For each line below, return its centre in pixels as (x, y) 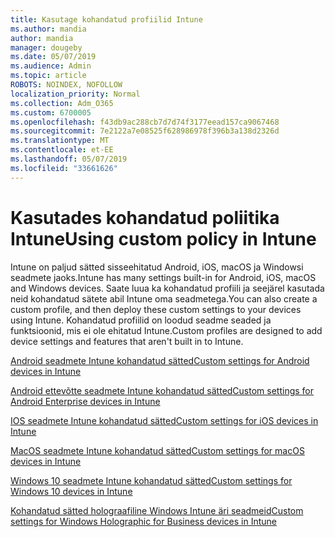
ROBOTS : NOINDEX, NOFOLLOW (66, 85)
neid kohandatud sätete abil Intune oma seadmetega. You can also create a (164, 298)
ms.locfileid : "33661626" (64, 168)
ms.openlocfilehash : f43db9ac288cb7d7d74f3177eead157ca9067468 (145, 122)
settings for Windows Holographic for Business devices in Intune (143, 521)
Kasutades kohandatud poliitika (145, 217)
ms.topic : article (48, 76)
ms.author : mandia (48, 29)
